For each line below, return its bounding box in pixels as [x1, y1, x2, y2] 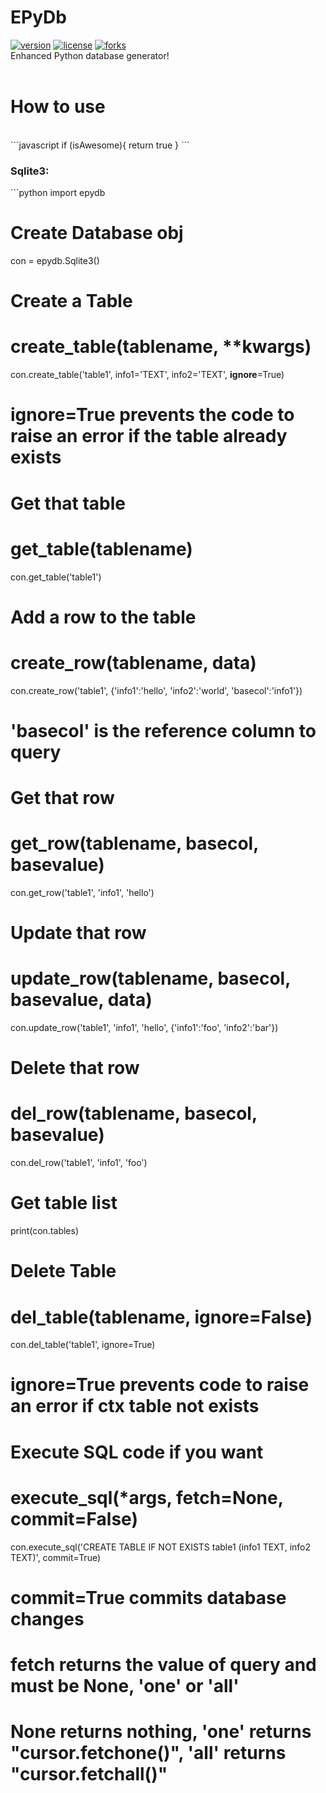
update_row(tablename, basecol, [10, 967, 291, 990]
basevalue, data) [10, 989, 153, 1011]
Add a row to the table [10, 606, 197, 628]
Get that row [10, 787, 115, 810]
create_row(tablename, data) [10, 651, 257, 674]
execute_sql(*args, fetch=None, [10, 1486, 284, 1509]
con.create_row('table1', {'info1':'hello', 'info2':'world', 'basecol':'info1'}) [10, 684, 303, 696]
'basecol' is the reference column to [10, 719, 317, 742]
